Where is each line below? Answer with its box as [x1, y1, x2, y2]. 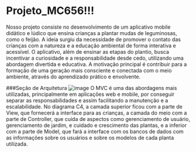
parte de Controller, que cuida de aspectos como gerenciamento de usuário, [6, 115, 190, 122]
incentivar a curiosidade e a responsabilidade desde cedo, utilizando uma [6, 54, 184, 61]
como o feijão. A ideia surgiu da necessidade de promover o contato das [6, 36, 181, 43]
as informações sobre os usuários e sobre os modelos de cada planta [6, 134, 174, 141]
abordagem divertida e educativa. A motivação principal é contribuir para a [6, 60, 187, 68]
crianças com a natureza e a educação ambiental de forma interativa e [6, 42, 177, 49]
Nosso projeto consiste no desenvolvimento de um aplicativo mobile [6, 23, 171, 30]
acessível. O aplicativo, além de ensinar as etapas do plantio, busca [6, 48, 170, 55]
